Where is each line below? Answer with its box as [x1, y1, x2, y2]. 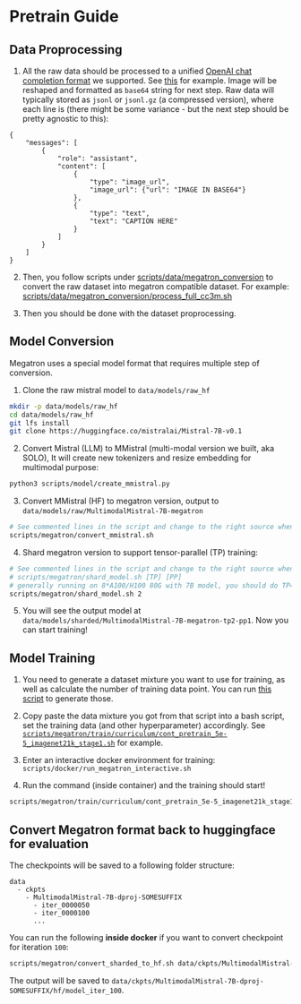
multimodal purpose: [21, 462, 99, 473]
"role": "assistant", [56, 154, 139, 163]
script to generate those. [21, 693, 114, 704]
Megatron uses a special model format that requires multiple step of [9, 357, 260, 368]
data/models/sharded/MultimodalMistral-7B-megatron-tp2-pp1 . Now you [21, 615, 289, 626]
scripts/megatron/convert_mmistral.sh [9, 531, 154, 540]
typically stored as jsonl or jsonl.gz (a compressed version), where [21, 94, 275, 105]
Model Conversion [9, 334, 115, 349]
